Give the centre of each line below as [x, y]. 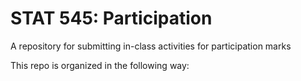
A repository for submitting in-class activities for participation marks [151, 46]
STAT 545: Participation [111, 18]
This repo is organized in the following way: [100, 65]
